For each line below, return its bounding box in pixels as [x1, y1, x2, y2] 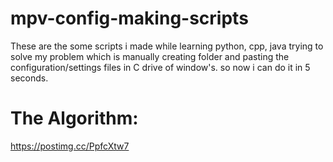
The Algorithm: [10, 107, 139, 130]
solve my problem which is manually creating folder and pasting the [10, 50, 290, 62]
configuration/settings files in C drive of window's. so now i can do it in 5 [10, 61, 311, 73]
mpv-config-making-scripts [10, 7, 249, 30]
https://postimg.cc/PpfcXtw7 [10, 140, 130, 152]
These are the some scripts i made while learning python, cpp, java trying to [10, 40, 324, 52]
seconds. [10, 72, 49, 84]
